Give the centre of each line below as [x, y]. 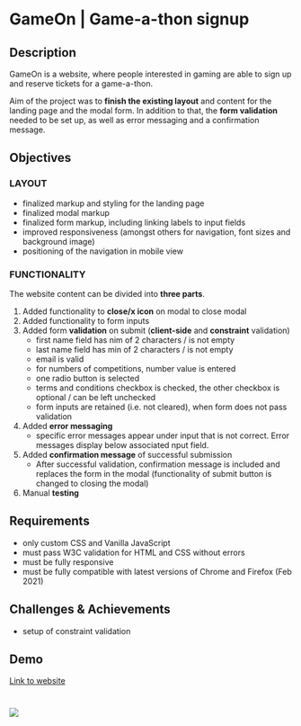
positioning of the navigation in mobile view [103, 251]
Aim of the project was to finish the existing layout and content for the [141, 101]
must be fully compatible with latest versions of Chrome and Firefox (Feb [157, 571]
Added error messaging [67, 426]
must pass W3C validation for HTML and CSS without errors [133, 552]
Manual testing [50, 493]
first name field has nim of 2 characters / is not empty [135, 340]
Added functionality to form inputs [86, 320]
